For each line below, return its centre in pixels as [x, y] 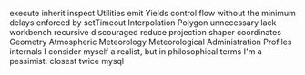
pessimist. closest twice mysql [67, 61]
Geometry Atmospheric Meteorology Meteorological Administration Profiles [151, 42]
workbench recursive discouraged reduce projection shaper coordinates [146, 32]
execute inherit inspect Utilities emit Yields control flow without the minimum [152, 13]
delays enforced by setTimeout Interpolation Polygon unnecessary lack [143, 23]
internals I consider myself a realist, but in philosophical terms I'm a [136, 52]
